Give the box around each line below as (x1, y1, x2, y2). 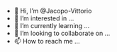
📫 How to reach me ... (13, 37, 80, 45)
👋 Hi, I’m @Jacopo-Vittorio (13, 7, 92, 15)
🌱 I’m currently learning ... (13, 22, 90, 30)
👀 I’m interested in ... (13, 14, 74, 22)
